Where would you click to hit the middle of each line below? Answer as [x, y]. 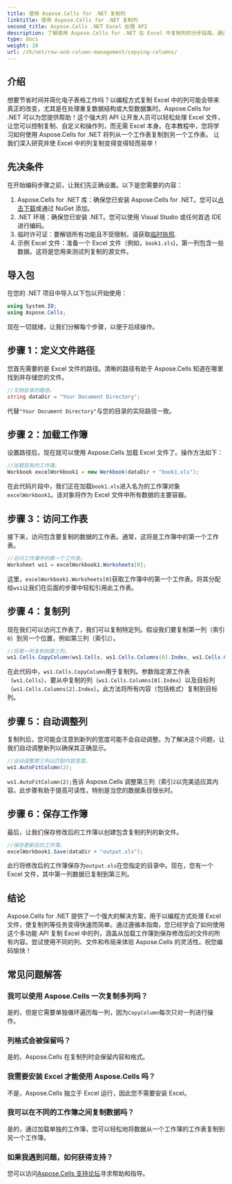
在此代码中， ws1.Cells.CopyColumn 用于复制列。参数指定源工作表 [99, 672]
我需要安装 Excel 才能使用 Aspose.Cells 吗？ [81, 1077]
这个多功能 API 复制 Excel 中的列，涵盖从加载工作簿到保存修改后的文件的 [111, 933]
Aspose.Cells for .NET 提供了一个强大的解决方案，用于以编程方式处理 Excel [114, 916]
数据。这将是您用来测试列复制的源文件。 [75, 251]
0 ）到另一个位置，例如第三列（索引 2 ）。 [63, 638]
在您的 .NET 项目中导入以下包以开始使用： [67, 293]
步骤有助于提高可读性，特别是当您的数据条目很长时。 [101, 790]
